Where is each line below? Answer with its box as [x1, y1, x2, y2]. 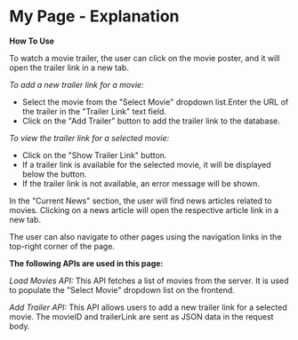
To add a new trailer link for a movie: [9, 79, 144, 90]
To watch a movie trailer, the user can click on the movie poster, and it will [9, 52, 280, 63]
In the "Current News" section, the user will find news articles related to [9, 195, 272, 206]
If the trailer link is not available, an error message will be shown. [21, 178, 261, 188]
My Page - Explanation [9, 6, 180, 27]
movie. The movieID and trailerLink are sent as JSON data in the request [9, 311, 274, 321]
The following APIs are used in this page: [9, 257, 164, 268]
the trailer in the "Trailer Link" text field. [21, 106, 167, 116]
